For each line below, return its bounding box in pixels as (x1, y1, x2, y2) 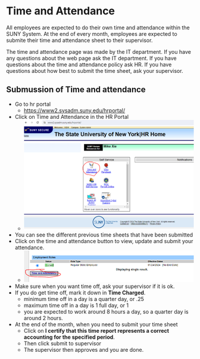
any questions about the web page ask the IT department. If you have (6, 54, 177, 62)
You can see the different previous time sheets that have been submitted (14, 231, 193, 238)
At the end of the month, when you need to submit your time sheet (14, 321, 178, 328)
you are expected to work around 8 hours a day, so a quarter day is (23, 308, 189, 315)
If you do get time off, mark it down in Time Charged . (14, 289, 146, 296)
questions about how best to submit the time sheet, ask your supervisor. (6, 67, 183, 74)
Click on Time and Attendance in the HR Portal (14, 113, 129, 120)
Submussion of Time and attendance (6, 85, 146, 95)
